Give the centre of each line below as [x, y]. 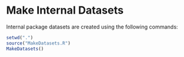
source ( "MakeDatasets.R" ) [38, 43]
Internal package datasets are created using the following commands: [92, 27]
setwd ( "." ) [20, 37]
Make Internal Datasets [65, 10]
